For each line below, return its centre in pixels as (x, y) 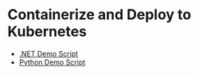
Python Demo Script (52, 62)
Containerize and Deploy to (99, 15)
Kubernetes (47, 32)
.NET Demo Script (49, 53)
